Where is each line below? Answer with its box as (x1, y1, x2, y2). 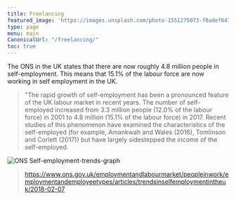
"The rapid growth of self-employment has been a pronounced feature (24, 91, 229, 99)
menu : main (7, 29, 39, 37)
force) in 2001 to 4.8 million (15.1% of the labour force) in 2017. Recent (24, 113, 226, 121)
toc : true (7, 43, 37, 50)
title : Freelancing (7, 10, 65, 18)
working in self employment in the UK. (7, 77, 118, 85)
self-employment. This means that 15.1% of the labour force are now (7, 69, 205, 78)
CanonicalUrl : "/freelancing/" (7, 36, 99, 44)
